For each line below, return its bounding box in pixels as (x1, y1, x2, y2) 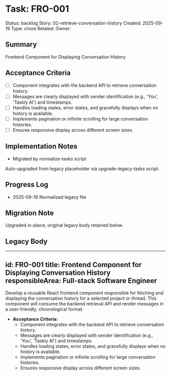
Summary (5, 40, 37, 49)
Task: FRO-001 (5, 3, 70, 15)
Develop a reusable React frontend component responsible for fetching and (5, 290, 164, 296)
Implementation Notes (5, 142, 78, 151)
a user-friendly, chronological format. (5, 306, 84, 312)
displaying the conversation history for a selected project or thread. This (5, 295, 157, 301)
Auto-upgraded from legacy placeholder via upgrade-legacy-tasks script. (5, 166, 159, 172)
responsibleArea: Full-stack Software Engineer (5, 276, 157, 285)
